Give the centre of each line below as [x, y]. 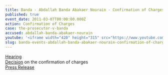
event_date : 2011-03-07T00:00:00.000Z [45, 19]
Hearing [13, 56]
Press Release [20, 67]
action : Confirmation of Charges [40, 24]
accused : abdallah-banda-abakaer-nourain [49, 33]
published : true [22, 14]
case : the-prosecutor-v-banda [37, 28]
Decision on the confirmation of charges [47, 62]
